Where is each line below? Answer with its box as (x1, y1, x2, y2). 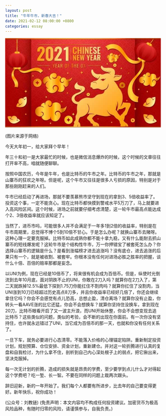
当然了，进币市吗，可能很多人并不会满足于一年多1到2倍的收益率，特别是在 (5, 223, 157, 229)
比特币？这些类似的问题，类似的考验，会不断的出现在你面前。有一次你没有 (5, 314, 157, 320)
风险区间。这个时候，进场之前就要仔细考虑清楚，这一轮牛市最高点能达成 (13, 206, 161, 212)
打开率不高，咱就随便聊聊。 (5, 160, 62, 166)
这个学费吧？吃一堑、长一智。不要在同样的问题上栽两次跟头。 (5, 372, 131, 378)
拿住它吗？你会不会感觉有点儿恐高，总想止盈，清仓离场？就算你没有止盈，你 (5, 296, 161, 301)
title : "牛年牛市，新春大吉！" (5, 13, 62, 18)
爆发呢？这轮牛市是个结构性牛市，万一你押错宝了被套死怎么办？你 (26, 241, 161, 247)
